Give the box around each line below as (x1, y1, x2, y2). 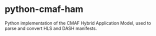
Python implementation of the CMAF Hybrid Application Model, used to (4, 20, 151, 26)
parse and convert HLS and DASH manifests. (4, 25, 97, 31)
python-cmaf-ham (4, 3, 83, 15)
